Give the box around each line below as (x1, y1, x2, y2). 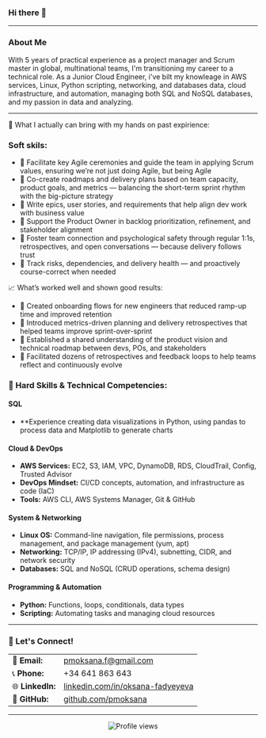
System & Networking (8, 512, 82, 522)
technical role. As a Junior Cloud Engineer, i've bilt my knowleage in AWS (8, 71, 247, 82)
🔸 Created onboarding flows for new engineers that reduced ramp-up (19, 301, 247, 310)
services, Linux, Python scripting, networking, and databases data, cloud (8, 80, 247, 89)
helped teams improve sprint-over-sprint (19, 326, 153, 336)
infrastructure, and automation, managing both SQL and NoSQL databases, (8, 89, 253, 98)
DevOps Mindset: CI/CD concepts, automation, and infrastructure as (19, 478, 245, 488)
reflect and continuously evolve (19, 359, 123, 369)
